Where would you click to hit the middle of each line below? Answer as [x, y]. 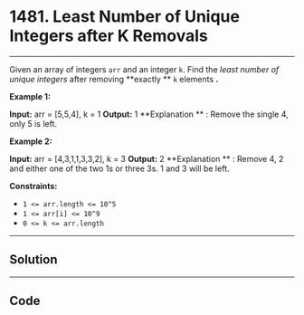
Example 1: [30, 96]
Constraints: [33, 186]
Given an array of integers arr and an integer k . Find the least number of [144, 69]
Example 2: [31, 141]
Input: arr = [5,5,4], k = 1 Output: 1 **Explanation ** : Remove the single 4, [149, 114]
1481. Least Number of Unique [124, 17]
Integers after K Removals [109, 36]
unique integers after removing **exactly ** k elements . [114, 79]
